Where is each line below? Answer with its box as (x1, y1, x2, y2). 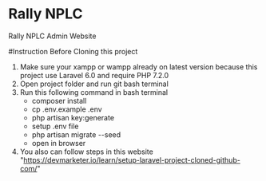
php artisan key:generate (31, 112, 114, 122)
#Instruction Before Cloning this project (8, 46, 138, 56)
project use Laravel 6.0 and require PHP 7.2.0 (19, 70, 169, 80)
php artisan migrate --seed (31, 129, 121, 140)
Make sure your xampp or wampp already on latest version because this (19, 61, 258, 72)
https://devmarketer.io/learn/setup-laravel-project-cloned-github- (23, 155, 241, 164)
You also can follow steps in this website (19, 147, 153, 156)
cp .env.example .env (31, 104, 102, 114)
